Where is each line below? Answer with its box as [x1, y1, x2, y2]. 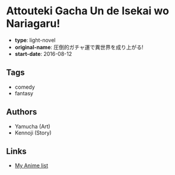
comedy [14, 83, 36, 90]
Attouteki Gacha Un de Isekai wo [6, 4, 169, 18]
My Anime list [14, 162, 49, 169]
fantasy [14, 89, 34, 96]
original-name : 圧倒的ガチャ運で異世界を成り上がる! [14, 43, 144, 51]
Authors [6, 107, 37, 117]
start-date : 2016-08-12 [14, 50, 72, 57]
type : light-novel [14, 36, 56, 43]
